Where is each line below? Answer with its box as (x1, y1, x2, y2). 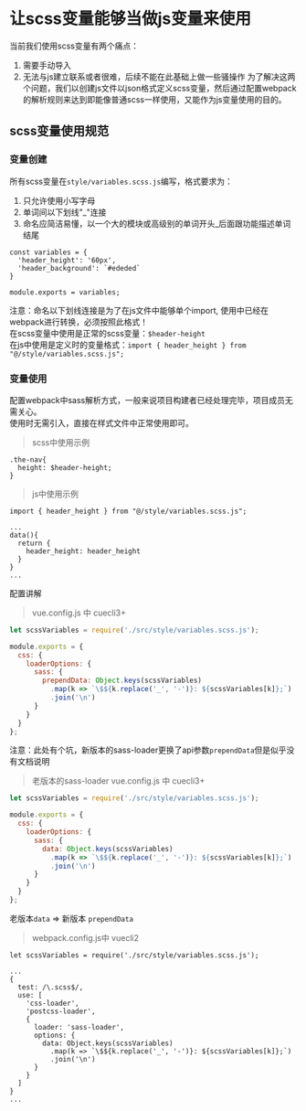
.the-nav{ (9, 454, 47, 465)
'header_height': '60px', (17, 255, 117, 265)
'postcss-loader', (26, 1007, 96, 1016)
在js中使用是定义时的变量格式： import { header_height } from (9, 339, 247, 350)
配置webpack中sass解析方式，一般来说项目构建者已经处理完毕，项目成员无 (9, 394, 294, 405)
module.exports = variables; (9, 287, 121, 297)
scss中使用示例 (31, 436, 90, 448)
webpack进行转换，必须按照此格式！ (9, 316, 149, 327)
